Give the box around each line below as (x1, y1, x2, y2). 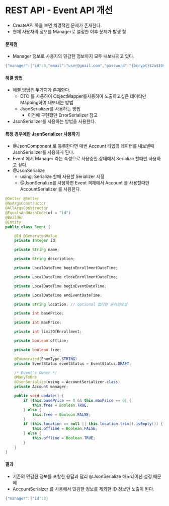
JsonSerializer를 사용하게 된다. (12, 149, 74, 155)
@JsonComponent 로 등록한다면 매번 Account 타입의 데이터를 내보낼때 (12, 143, 154, 149)
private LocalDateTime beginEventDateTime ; (14, 283, 107, 289)
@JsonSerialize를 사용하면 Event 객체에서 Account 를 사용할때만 (20, 180, 150, 186)
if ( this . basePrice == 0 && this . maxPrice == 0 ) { (23, 398, 132, 403)
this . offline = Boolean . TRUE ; (32, 435, 96, 440)
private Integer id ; (14, 238, 57, 243)
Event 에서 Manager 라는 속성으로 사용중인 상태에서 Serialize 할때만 (12, 156, 147, 162)
